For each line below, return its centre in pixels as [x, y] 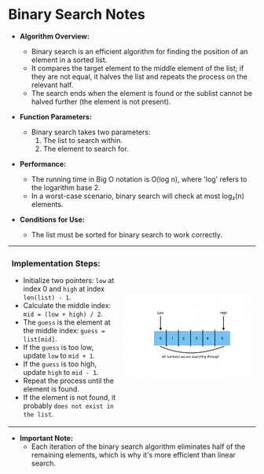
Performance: [43, 164]
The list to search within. [83, 140]
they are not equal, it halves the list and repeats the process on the [139, 76]
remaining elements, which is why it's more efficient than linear [133, 455]
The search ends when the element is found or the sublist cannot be [142, 93]
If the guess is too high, [60, 364]
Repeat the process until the [69, 380]
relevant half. [52, 85]
